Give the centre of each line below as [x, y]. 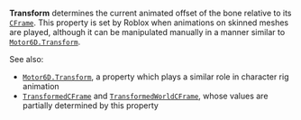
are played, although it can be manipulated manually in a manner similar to [147, 32]
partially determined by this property [91, 106]
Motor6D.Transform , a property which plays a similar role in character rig [155, 77]
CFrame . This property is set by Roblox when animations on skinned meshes [149, 23]
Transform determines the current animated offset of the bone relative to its [150, 13]
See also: [27, 59]
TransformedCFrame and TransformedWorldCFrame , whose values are [145, 96]
